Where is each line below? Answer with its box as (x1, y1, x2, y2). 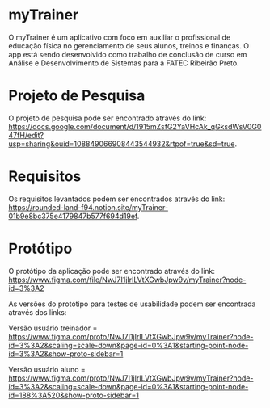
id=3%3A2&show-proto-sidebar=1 (8, 349, 124, 359)
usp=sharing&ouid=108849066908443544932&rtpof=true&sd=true (8, 139, 235, 149)
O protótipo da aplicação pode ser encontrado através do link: (8, 266, 216, 276)
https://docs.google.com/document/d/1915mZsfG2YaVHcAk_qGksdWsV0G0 (8, 121, 262, 131)
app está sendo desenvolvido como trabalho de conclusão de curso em (8, 49, 247, 59)
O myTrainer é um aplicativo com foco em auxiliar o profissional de (8, 32, 231, 42)
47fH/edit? (8, 130, 44, 140)
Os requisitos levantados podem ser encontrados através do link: (8, 194, 226, 204)
